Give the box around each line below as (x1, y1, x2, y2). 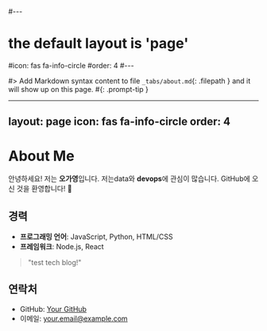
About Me (8, 147, 75, 165)
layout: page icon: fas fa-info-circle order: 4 (8, 115, 231, 129)
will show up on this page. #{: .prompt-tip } (8, 84, 149, 94)
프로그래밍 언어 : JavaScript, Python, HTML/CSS (19, 232, 173, 241)
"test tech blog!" (27, 258, 82, 267)
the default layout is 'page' (8, 35, 189, 52)
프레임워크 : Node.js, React (19, 242, 105, 252)
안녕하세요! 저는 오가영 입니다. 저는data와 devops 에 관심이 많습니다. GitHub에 (8, 174, 250, 183)
